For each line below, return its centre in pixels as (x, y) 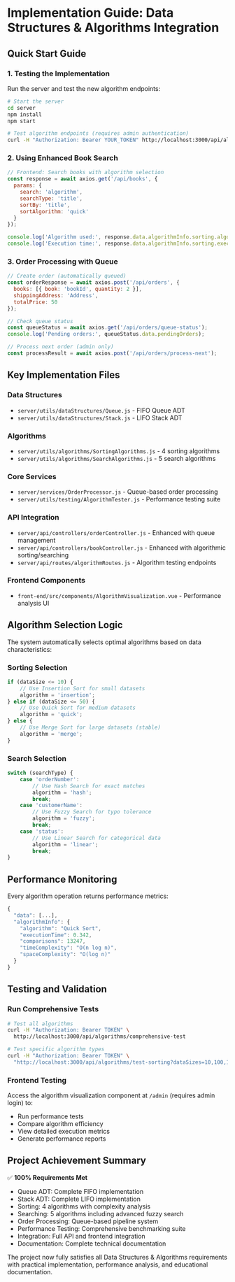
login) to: (20, 1103)
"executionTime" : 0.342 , (56, 935)
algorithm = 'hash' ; (62, 792)
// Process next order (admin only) (60, 347)
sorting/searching (43, 555)
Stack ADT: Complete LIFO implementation (79, 1199)
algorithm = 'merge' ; (51, 734)
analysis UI (33, 603)
